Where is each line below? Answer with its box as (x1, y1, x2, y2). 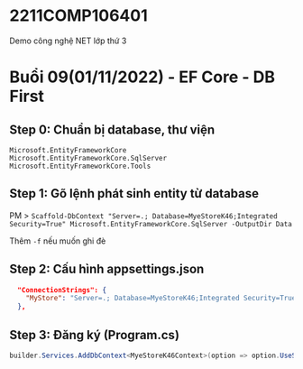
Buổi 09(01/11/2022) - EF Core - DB (9, 67, 275, 88)
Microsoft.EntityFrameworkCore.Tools (9, 161, 151, 171)
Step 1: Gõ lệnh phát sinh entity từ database (9, 186, 260, 201)
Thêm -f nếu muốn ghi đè (9, 235, 106, 246)
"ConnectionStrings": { (17, 285, 106, 294)
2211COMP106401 (9, 5, 148, 26)
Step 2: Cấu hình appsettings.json (9, 262, 205, 277)
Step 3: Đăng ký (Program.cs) (9, 327, 180, 343)
